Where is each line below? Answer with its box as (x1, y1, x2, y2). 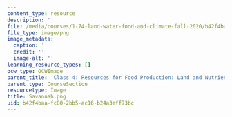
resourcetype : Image (7, 87, 67, 94)
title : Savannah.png (7, 94, 67, 100)
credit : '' (13, 49, 45, 56)
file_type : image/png (7, 29, 70, 36)
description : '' (7, 17, 54, 23)
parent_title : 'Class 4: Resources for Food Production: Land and (7, 74, 202, 81)
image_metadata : (7, 36, 54, 43)
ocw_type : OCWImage (7, 67, 64, 74)
